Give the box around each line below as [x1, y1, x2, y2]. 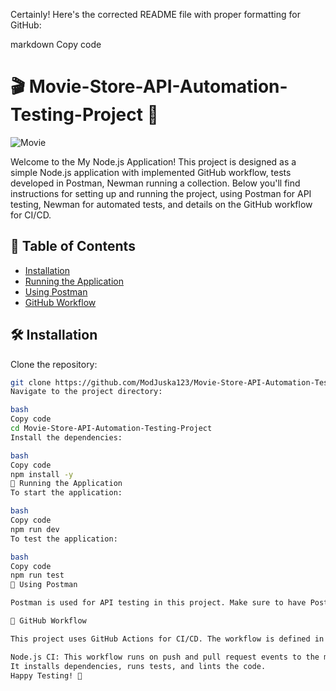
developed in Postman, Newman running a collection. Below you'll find [10, 177, 301, 189]
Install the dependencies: [10, 432, 123, 443]
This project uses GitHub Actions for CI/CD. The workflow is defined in [10, 634, 325, 644]
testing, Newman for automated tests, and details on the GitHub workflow [10, 198, 313, 210]
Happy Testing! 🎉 [10, 670, 83, 681]
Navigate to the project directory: [10, 387, 163, 397]
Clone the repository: [10, 358, 98, 370]
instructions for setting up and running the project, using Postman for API [10, 187, 312, 199]
